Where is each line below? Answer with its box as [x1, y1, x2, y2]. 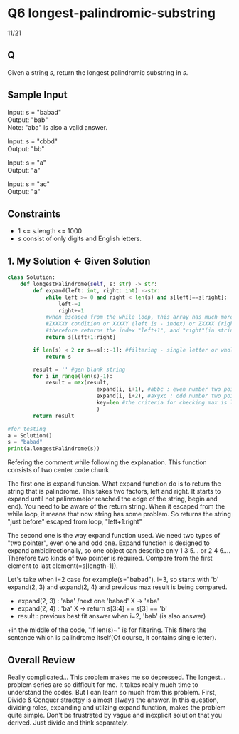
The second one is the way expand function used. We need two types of [7, 531, 221, 540]
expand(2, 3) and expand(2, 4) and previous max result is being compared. [7, 583, 228, 591]
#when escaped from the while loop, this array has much [45, 314, 218, 321]
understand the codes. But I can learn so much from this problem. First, [7, 688, 217, 696]
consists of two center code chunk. [7, 466, 112, 474]
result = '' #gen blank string [33, 366, 126, 373]
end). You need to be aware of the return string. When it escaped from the [7, 502, 225, 511]
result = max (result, [45, 379, 110, 387]
